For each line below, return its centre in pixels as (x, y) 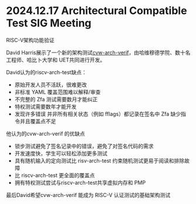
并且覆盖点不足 (38, 121)
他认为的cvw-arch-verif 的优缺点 (45, 133)
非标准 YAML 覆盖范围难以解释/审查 (58, 92)
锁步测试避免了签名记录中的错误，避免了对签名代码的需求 (84, 146)
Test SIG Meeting (49, 23)
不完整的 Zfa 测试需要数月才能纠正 (56, 99)
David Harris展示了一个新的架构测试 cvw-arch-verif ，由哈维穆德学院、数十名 (98, 52)
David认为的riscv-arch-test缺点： (46, 72)
